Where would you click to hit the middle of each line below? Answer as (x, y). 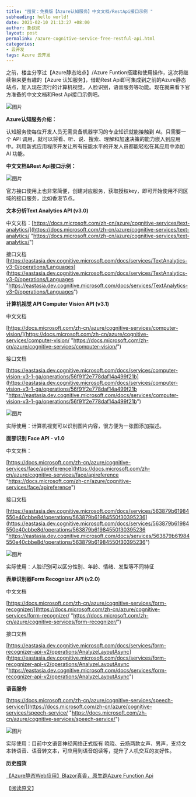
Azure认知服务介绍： (32, 119)
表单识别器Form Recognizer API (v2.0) (53, 579)
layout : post (22, 33)
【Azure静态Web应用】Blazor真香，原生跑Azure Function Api (80, 775)
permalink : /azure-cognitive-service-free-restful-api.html (81, 39)
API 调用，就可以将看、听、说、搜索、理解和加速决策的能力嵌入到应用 (97, 139)
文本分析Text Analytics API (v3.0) (47, 211)
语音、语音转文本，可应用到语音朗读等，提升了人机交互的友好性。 (95, 751)
